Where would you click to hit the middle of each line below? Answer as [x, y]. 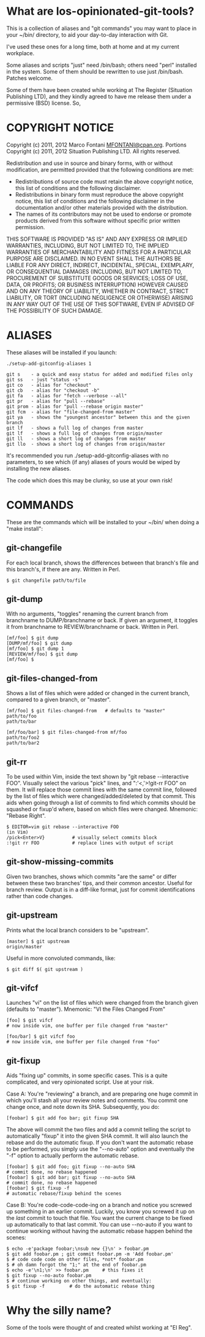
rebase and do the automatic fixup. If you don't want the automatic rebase [100, 1143]
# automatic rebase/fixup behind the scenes [64, 1194]
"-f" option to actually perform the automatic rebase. [73, 1156]
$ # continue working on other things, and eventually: [79, 1281]
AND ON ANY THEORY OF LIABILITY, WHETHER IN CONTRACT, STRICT [98, 291]
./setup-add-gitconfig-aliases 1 [49, 364]
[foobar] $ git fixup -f [38, 1188]
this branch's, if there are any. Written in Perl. [63, 569]
